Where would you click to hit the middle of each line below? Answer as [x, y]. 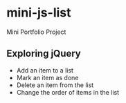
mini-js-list [39, 13]
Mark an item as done [47, 77]
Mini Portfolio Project [36, 32]
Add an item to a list [45, 70]
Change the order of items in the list [67, 92]
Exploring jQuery [44, 54]
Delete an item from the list [55, 85]
